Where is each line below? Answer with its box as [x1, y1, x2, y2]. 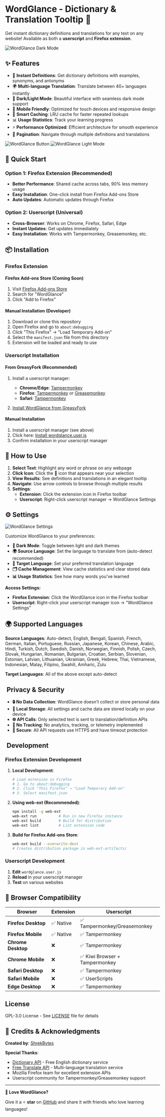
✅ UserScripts [80, 975, 113, 982]
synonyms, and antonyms [12, 77, 65, 83]
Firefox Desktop [7, 919, 46, 926]
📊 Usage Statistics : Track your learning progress [12, 117, 113, 123]
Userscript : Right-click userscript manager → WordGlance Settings [19, 496, 156, 502]
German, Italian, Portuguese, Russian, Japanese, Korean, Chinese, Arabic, [5, 641, 155, 647]
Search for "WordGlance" [12, 291, 64, 297]
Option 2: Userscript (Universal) [5, 209, 83, 216]
